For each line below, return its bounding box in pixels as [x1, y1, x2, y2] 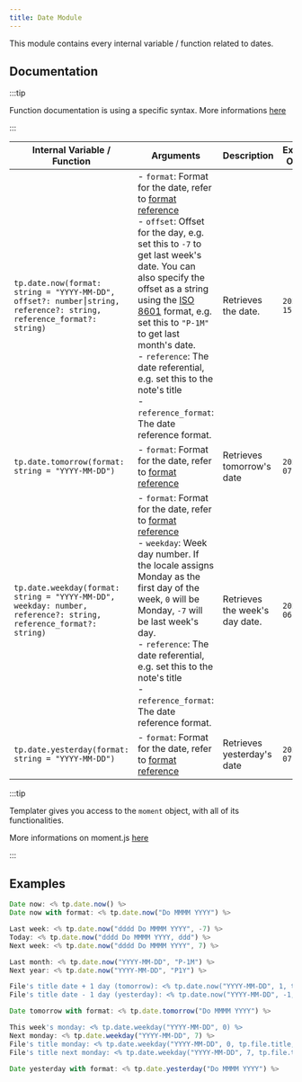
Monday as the [138, 570, 200, 583]
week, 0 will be [138, 593, 200, 605]
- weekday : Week [138, 537, 208, 550]
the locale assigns [138, 559, 214, 572]
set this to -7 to [138, 237, 202, 250]
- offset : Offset [138, 215, 205, 228]
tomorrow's [222, 461, 271, 473]
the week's [222, 604, 270, 617]
